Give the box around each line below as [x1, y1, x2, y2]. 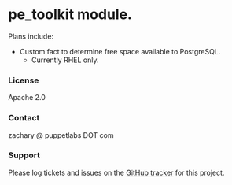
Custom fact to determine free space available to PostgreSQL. [19, 46, 221, 56]
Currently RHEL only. [31, 55, 99, 65]
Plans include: [8, 31, 53, 41]
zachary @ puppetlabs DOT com [8, 130, 114, 139]
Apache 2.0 [8, 93, 46, 102]
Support [8, 150, 41, 161]
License [8, 75, 39, 86]
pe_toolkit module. [8, 6, 132, 24]
